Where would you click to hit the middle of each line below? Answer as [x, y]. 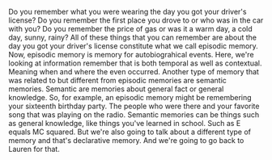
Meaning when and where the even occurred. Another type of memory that [134, 72]
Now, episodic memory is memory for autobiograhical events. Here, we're [131, 55]
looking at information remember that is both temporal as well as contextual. [135, 63]
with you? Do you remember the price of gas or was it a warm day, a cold [130, 29]
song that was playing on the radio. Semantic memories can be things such [134, 115]
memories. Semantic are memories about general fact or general [116, 89]
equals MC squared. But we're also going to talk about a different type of [130, 132]
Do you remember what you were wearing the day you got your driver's [127, 12]
